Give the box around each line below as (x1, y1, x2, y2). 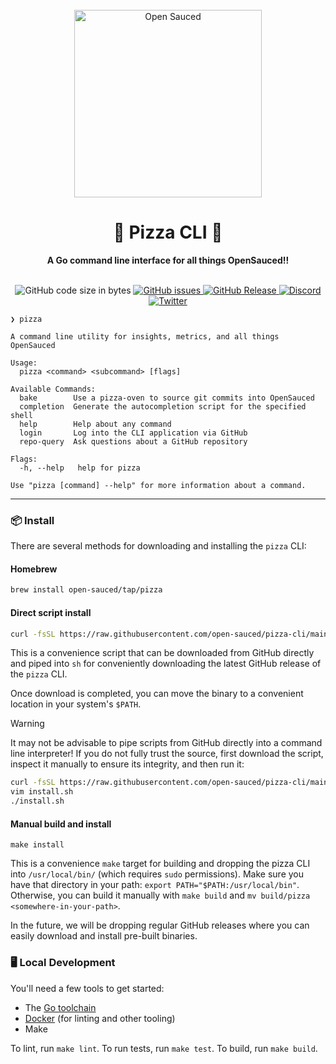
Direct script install (10, 606, 92, 618)
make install (10, 840, 65, 850)
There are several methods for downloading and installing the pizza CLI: (10, 540, 307, 552)
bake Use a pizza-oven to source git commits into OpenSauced (19, 393, 315, 403)
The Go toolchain (24, 1001, 97, 1013)
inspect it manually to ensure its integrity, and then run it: (10, 758, 245, 770)
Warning (10, 718, 45, 730)
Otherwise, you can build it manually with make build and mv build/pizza (10, 889, 311, 902)
